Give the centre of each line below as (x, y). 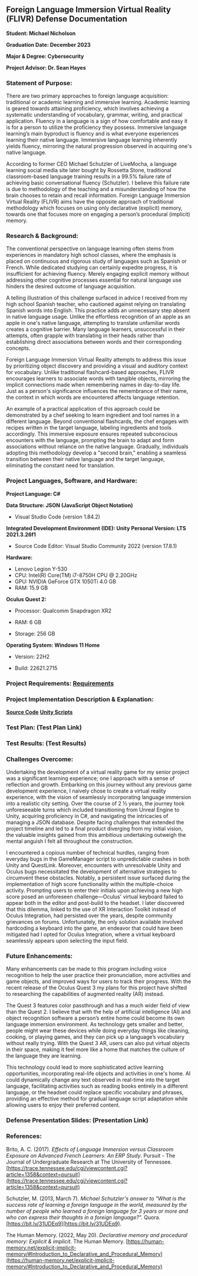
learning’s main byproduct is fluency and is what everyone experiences (93, 134)
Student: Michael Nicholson (41, 33)
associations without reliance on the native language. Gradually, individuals (97, 447)
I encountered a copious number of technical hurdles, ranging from (88, 853)
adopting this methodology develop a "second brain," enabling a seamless (96, 453)
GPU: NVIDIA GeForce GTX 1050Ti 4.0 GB (65, 581)
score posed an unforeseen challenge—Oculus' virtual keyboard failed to (95, 897)
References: (24, 1136)
